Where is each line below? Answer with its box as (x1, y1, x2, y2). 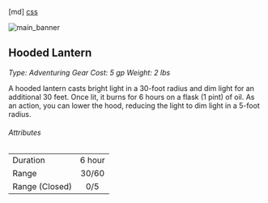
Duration (12, 154, 46, 166)
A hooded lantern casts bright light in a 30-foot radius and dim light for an (8, 83, 255, 93)
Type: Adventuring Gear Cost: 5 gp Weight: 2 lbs (8, 67, 171, 77)
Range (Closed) (12, 181, 73, 192)
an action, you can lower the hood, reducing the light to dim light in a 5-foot (8, 101, 261, 110)
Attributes (8, 127, 42, 137)
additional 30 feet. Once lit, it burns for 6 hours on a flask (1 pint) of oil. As (8, 92, 255, 101)
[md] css (8, 7, 38, 16)
